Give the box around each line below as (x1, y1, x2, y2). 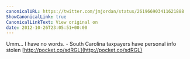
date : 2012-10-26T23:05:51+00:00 (6, 24, 88, 31)
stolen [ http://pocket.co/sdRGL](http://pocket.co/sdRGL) (6, 47, 143, 54)
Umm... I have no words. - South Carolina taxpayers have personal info (6, 40, 177, 47)
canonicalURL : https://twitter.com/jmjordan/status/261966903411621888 (6, 8, 184, 14)
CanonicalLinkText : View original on (6, 19, 98, 25)
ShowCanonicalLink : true (6, 14, 67, 20)
